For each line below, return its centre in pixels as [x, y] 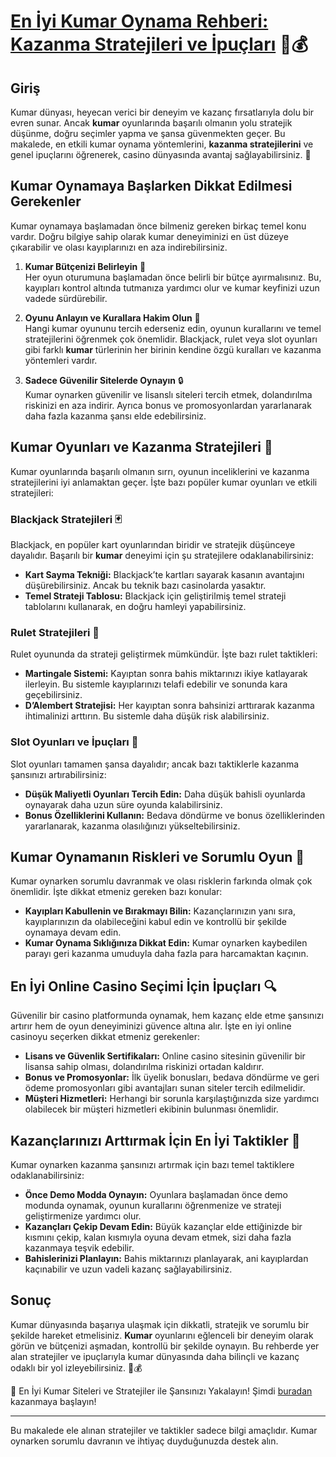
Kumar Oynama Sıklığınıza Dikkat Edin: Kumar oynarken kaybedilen [166, 943]
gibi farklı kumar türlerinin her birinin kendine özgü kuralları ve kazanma [173, 349]
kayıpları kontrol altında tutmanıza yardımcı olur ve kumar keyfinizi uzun [172, 287]
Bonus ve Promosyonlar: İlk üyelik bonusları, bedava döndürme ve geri [172, 1077]
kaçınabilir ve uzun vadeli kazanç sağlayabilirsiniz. [128, 1269]
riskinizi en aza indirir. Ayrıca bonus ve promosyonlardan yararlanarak [168, 405]
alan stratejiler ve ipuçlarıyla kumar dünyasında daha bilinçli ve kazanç [155, 1356]
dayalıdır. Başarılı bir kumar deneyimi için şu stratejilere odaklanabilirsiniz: [162, 555]
